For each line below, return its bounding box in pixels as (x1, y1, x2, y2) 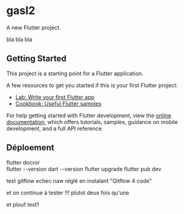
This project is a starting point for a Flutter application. (6, 70, 144, 77)
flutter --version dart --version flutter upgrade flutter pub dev (6, 165, 161, 172)
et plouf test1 (6, 201, 39, 208)
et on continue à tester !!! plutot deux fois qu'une (6, 189, 130, 196)
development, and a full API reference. (6, 125, 104, 132)
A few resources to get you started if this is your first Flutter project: (6, 81, 178, 89)
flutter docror (6, 158, 40, 166)
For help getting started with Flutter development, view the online (6, 111, 172, 119)
